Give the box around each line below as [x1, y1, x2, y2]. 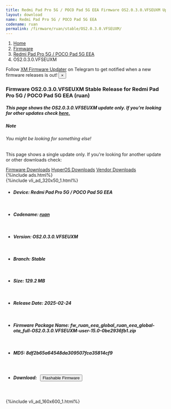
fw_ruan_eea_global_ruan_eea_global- [70, 322, 155, 328]
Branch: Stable [13, 256, 46, 262]
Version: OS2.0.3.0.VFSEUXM [13, 233, 78, 239]
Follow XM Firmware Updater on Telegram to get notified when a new [6, 67, 151, 73]
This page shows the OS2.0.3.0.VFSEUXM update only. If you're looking [6, 105, 162, 111]
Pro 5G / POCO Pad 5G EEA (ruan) [6, 92, 90, 99]
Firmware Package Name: [13, 322, 70, 328]
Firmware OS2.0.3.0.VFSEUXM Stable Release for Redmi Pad [6, 86, 159, 93]
